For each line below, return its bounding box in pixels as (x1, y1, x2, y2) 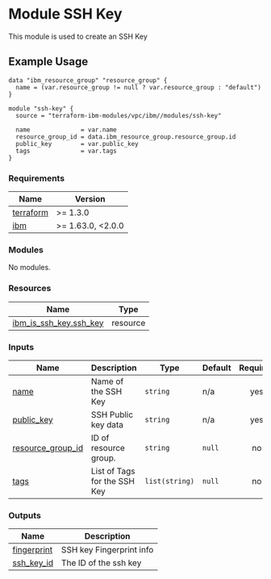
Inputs (8, 341, 35, 352)
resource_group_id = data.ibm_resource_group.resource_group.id (15, 132, 236, 141)
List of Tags (91, 465, 135, 477)
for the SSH (91, 475, 135, 486)
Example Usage (8, 55, 89, 69)
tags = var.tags (15, 147, 117, 155)
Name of (91, 376, 124, 387)
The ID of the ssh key (60, 557, 142, 569)
